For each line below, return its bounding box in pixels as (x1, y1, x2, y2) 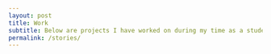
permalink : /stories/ (8, 33, 81, 42)
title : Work (8, 19, 48, 27)
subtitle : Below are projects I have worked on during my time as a (8, 26, 244, 34)
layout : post (8, 11, 52, 20)
